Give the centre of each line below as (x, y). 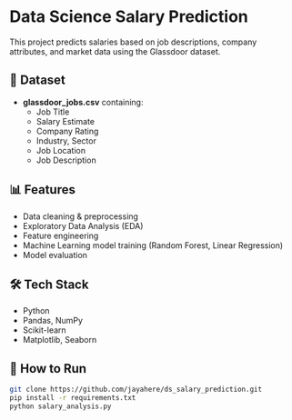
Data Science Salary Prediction (129, 17)
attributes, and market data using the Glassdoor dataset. (115, 51)
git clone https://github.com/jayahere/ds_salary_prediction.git (136, 390)
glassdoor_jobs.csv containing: (83, 102)
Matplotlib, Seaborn (60, 340)
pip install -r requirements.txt (73, 398)
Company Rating (67, 131)
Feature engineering (60, 235)
